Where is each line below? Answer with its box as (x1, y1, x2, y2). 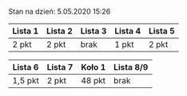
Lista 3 (80, 25, 107, 36)
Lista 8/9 (113, 62, 149, 72)
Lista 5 (148, 25, 176, 36)
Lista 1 (12, 25, 39, 36)
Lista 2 (46, 25, 74, 36)
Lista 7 (46, 62, 74, 72)
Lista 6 (12, 62, 39, 72)
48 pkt (81, 75, 106, 86)
